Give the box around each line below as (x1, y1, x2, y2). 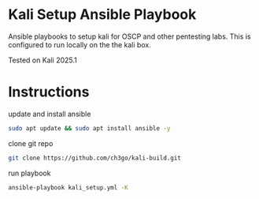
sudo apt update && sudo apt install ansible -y (8, 124, 171, 132)
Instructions (8, 83, 90, 101)
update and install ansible (8, 109, 91, 118)
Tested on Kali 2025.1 (8, 55, 77, 65)
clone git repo (8, 138, 54, 148)
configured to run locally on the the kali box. (8, 39, 151, 49)
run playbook (8, 168, 51, 178)
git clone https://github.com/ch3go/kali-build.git (8, 154, 181, 162)
